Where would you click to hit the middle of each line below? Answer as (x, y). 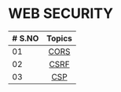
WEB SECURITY (61, 14)
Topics (59, 38)
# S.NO (26, 38)
